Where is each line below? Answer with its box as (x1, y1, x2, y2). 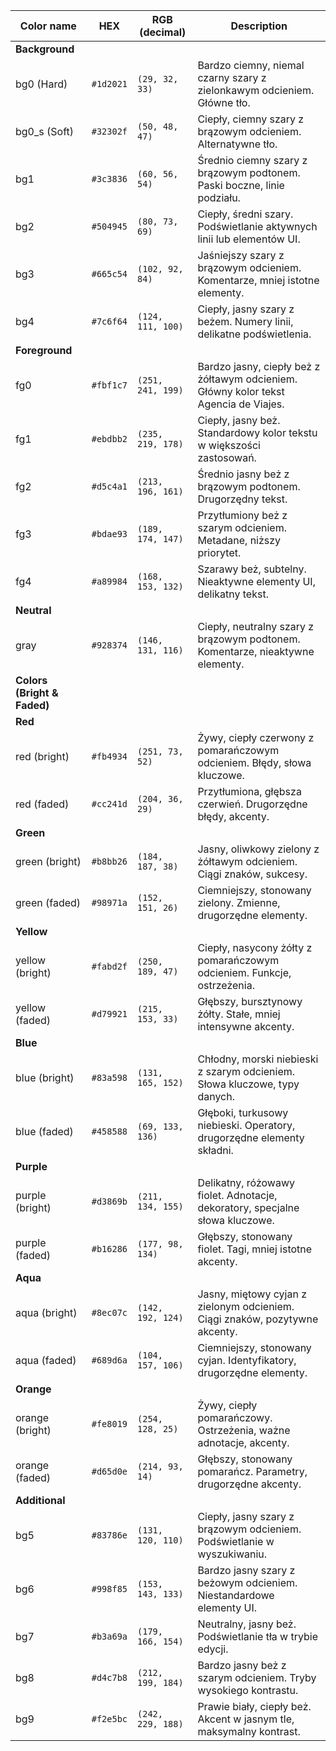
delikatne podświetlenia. (197, 327, 312, 341)
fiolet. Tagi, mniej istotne (197, 1242, 313, 1256)
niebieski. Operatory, (197, 1119, 296, 1132)
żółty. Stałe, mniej (197, 1007, 281, 1021)
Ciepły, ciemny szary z (197, 112, 305, 126)
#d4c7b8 (91, 1672, 128, 1683)
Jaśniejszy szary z (197, 249, 285, 262)
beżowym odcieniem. (197, 1576, 298, 1589)
